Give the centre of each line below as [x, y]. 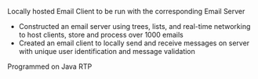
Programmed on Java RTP [50, 66]
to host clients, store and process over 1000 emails [101, 35]
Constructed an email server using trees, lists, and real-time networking [134, 26]
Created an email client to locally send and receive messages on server [134, 43]
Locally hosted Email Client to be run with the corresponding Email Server [126, 11]
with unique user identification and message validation [107, 51]
